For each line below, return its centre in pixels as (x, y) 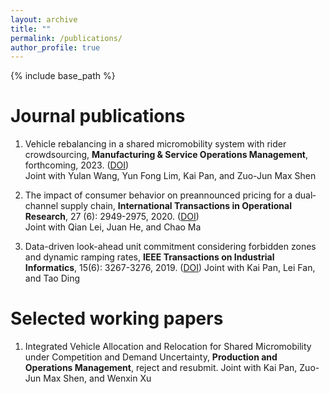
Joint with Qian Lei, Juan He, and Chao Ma (113, 227)
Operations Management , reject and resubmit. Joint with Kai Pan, (161, 368)
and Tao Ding (52, 278)
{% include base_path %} (63, 76)
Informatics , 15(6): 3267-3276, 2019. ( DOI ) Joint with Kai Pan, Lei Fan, (170, 268)
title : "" (31, 29)
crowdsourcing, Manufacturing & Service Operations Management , (166, 155)
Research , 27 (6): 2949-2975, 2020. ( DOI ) (112, 217)
